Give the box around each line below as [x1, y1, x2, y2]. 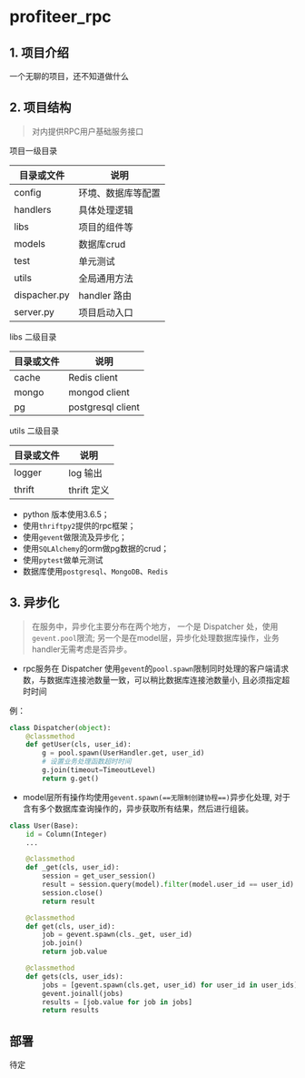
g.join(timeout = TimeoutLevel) [42, 766, 156, 775]
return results [42, 1006, 100, 1015]
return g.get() [42, 774, 100, 783]
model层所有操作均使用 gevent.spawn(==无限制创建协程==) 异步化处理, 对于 [22, 791, 290, 802]
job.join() [42, 939, 84, 948]
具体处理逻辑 [78, 203, 133, 216]
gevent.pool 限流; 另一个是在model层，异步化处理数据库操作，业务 [31, 632, 280, 643]
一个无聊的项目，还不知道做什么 [9, 71, 129, 81]
